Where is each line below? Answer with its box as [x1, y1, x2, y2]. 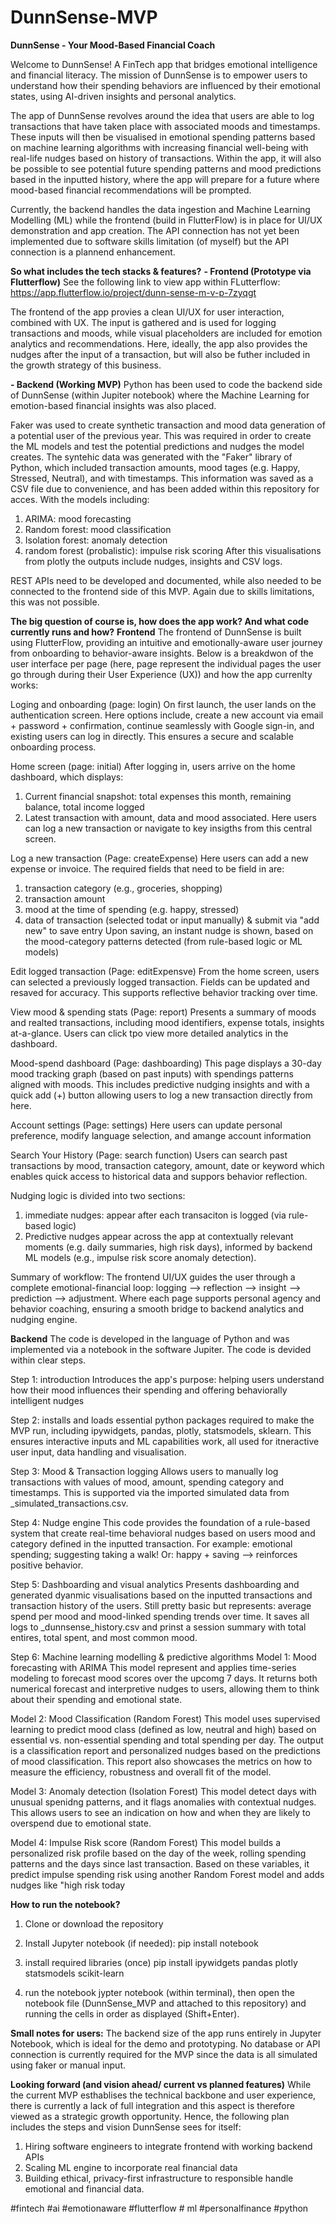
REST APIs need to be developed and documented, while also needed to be [10, 574, 322, 586]
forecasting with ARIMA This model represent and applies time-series [10, 1661, 297, 1673]
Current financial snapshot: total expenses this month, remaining [24, 790, 292, 802]
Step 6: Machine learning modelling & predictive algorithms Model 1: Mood [10, 1651, 317, 1663]
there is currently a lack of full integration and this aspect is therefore [10, 2099, 295, 2111]
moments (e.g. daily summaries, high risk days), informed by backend [24, 1241, 313, 1253]
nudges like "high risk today [10, 1879, 126, 1891]
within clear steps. [10, 1354, 87, 1366]
